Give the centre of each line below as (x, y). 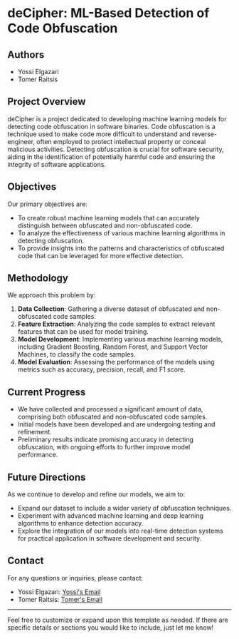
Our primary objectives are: (47, 204)
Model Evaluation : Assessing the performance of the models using (116, 362)
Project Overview (47, 102)
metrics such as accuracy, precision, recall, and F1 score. (102, 369)
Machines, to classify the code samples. (77, 354)
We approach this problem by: (52, 295)
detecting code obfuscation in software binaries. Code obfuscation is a (111, 126)
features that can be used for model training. (83, 332)
